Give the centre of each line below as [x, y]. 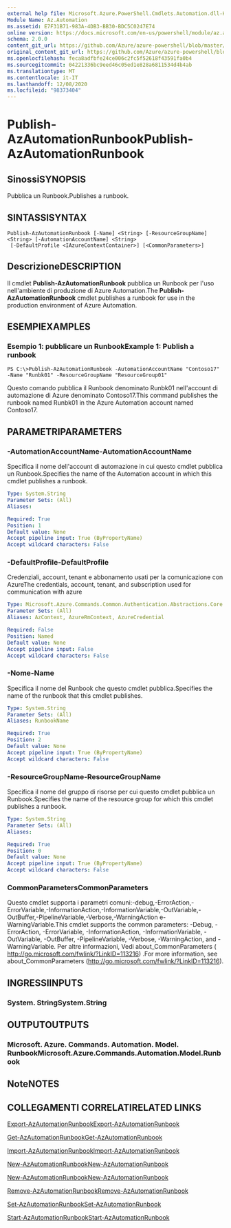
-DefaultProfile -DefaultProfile [58, 563]
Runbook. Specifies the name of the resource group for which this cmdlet [110, 799]
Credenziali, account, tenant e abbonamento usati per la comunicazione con [115, 577]
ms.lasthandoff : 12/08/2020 [47, 84]
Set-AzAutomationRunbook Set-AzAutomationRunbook [84, 1205]
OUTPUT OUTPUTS [48, 1025]
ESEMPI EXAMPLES [49, 327]
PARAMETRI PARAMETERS [65, 432]
